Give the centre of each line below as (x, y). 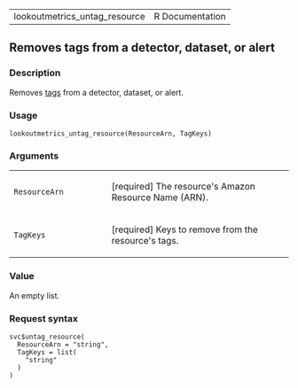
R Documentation (190, 16)
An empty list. (35, 295)
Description (35, 73)
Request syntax (43, 318)
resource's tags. (145, 241)
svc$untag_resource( (47, 337)
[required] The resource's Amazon (183, 187)
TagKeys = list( (47, 352)
